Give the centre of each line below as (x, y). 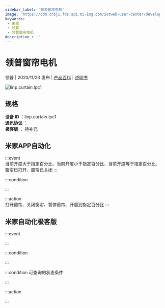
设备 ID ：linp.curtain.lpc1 (31, 116)
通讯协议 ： (16, 123)
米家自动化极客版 (31, 222)
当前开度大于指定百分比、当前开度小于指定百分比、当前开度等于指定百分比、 (82, 164)
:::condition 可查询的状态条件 (34, 273)
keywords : (15, 19)
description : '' (23, 37)
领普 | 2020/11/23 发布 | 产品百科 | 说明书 (46, 77)
